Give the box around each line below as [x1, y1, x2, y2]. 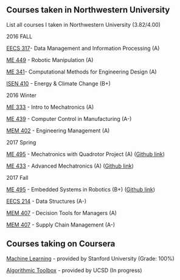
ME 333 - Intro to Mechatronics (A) [6, 103, 94, 111]
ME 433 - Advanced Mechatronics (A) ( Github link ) [6, 162, 134, 169]
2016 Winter [6, 91, 37, 99]
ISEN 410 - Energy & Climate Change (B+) [6, 80, 111, 87]
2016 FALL [6, 33, 33, 40]
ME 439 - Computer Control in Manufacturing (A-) [6, 115, 132, 122]
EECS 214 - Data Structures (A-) [6, 197, 87, 205]
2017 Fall [6, 174, 29, 181]
